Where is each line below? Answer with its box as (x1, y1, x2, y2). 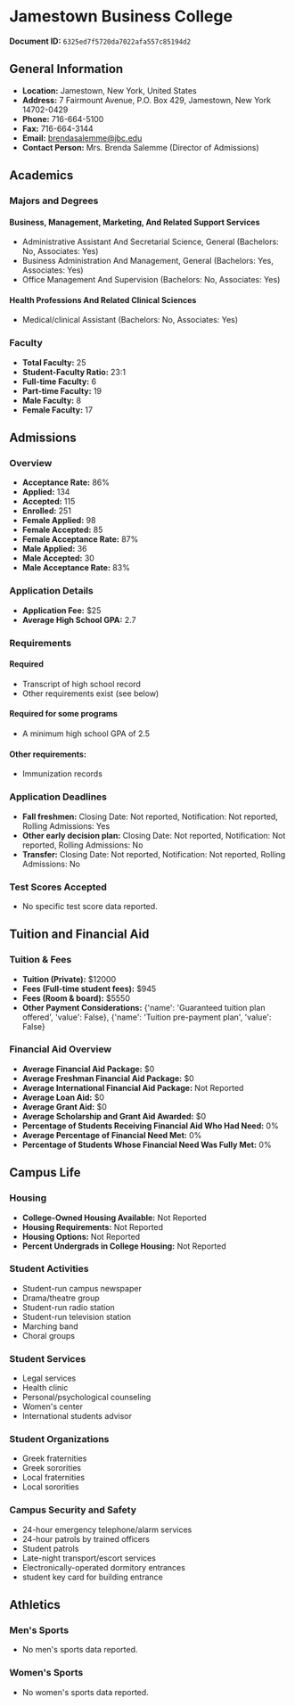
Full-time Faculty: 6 (21, 376, 96, 387)
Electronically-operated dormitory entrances (21, 1562, 185, 1572)
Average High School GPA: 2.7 (21, 614, 136, 625)
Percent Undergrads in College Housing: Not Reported (21, 1241, 226, 1251)
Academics (9, 168, 74, 184)
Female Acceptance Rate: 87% (21, 534, 139, 545)
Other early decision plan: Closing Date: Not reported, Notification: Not (21, 830, 286, 841)
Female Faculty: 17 (21, 404, 94, 415)
